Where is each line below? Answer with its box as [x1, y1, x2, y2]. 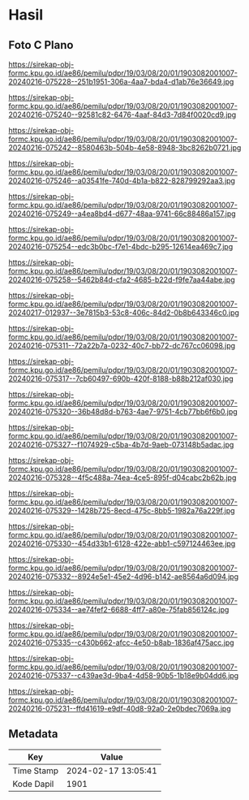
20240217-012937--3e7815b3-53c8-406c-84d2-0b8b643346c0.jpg [8, 308, 239, 318]
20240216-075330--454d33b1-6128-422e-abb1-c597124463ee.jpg [8, 538, 236, 548]
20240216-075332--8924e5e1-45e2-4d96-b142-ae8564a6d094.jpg [8, 572, 239, 582]
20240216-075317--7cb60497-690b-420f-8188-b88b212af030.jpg [8, 374, 234, 383]
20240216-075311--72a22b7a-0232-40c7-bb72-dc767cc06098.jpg [8, 341, 236, 350]
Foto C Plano [8, 38, 74, 52]
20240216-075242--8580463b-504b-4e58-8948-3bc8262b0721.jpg [8, 143, 242, 152]
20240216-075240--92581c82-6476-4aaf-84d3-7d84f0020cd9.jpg [8, 110, 237, 119]
